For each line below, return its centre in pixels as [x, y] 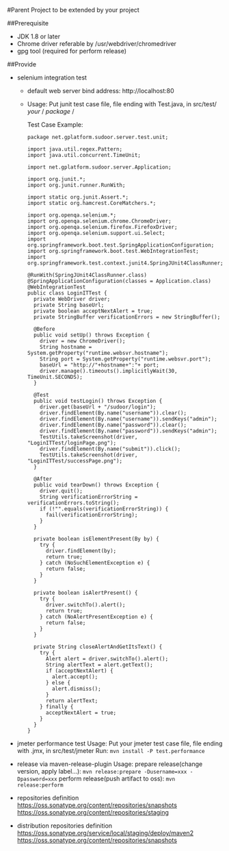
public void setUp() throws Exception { [92, 335]
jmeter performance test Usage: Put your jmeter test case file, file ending [120, 743]
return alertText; [72, 701]
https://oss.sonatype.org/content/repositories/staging [93, 812]
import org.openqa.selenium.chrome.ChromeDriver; [99, 221]
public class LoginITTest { [67, 293]
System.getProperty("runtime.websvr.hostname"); [98, 353]
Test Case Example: [55, 125]
